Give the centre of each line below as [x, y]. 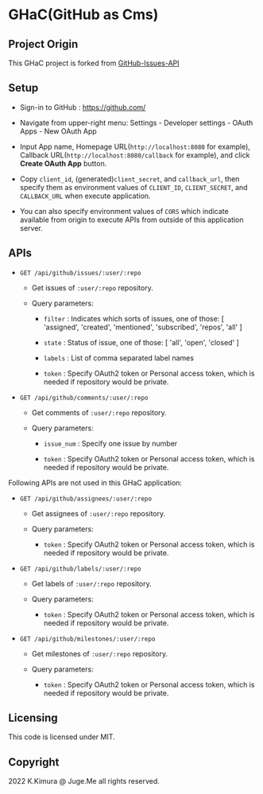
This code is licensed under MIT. [62, 737]
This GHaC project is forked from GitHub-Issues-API [94, 63]
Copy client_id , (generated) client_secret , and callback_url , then [130, 179]
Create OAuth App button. [63, 163]
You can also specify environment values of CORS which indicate [124, 211]
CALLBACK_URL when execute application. [85, 196]
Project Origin [43, 44]
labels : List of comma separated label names [119, 358]
